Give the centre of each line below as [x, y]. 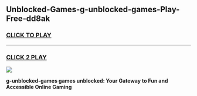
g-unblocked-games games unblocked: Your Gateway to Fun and [87, 80]
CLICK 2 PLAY [26, 57]
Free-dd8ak [28, 19]
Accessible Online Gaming [39, 87]
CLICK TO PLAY [29, 35]
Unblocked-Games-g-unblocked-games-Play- [93, 10]
